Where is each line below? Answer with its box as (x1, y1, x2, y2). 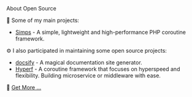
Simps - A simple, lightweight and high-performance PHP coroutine (15, 29, 186, 36)
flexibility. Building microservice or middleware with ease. (15, 72, 161, 79)
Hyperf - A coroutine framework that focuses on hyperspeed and (15, 66, 180, 72)
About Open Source (6, 5, 56, 12)
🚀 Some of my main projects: (6, 17, 80, 24)
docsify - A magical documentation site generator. (15, 59, 142, 66)
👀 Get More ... (6, 84, 42, 91)
